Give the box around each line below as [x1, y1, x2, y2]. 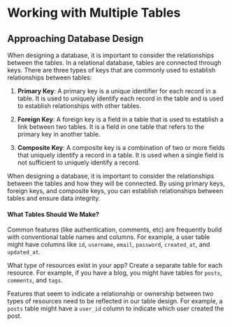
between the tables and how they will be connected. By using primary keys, [7, 179, 225, 188]
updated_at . [7, 248, 41, 256]
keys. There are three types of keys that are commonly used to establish [7, 66, 216, 74]
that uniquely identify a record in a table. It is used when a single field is [17, 151, 224, 159]
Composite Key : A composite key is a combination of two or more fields [17, 144, 225, 151]
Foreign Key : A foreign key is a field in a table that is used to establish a [17, 115, 224, 123]
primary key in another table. [17, 130, 101, 138]
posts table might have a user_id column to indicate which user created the [7, 305, 225, 313]
